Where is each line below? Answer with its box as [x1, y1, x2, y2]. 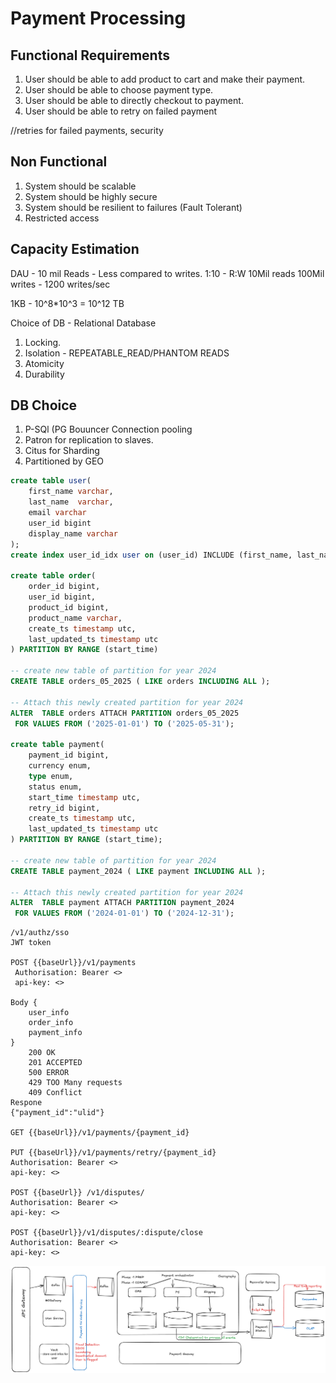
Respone [10, 1098, 43, 1108]
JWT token [10, 938, 52, 948]
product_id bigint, [28, 602, 110, 612]
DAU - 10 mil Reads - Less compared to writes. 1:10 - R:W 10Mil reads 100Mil [10, 267, 325, 279]
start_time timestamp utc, [28, 792, 141, 802]
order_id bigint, [28, 582, 101, 592]
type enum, [28, 771, 74, 781]
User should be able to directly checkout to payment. [24, 95, 244, 106]
